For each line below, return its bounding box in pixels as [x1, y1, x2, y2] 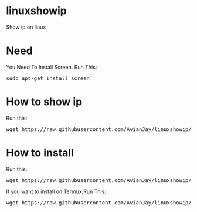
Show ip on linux [6, 23, 46, 31]
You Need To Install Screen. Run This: [6, 63, 97, 70]
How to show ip [6, 95, 83, 109]
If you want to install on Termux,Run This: [6, 188, 107, 195]
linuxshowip [6, 4, 67, 18]
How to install [6, 146, 74, 159]
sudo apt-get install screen [6, 75, 90, 82]
